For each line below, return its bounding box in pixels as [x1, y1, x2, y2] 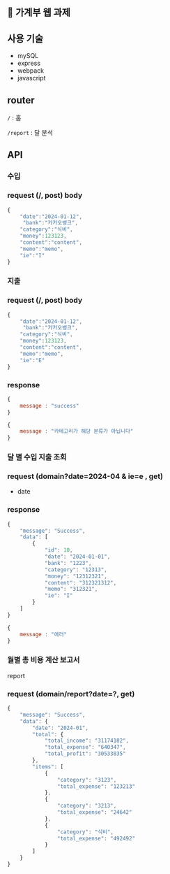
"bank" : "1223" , [44, 559, 92, 566]
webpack [17, 66, 44, 75]
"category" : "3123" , [56, 776, 117, 783]
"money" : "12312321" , [44, 573, 108, 580]
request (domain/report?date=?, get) [7, 689, 135, 699]
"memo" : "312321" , [44, 586, 98, 593]
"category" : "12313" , [44, 566, 108, 573]
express [17, 59, 40, 68]
